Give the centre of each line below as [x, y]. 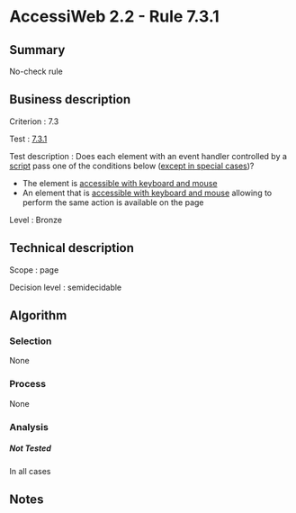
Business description [70, 99]
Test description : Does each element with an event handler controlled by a [148, 156]
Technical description [72, 248]
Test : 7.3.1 [28, 139]
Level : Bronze [36, 220]
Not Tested [31, 448]
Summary [37, 50]
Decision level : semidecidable [66, 287]
